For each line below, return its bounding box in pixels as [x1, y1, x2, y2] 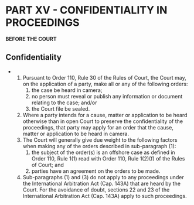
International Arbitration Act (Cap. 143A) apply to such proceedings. [22, 192, 187, 199]
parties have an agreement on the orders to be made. [31, 168, 161, 175]
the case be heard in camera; [31, 86, 103, 94]
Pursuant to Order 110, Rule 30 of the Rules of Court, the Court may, [22, 74, 187, 81]
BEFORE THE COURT [5, 35, 57, 42]
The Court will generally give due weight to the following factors [22, 136, 178, 143]
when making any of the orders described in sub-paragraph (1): [22, 142, 176, 149]
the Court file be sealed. [31, 105, 90, 112]
